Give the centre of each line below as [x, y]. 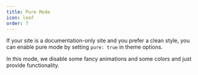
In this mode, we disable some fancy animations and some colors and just [99, 59]
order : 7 [17, 23]
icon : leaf [20, 18]
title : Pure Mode [28, 12]
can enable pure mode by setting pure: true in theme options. [85, 47]
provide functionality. [33, 65]
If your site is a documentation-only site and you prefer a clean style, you [98, 41]
